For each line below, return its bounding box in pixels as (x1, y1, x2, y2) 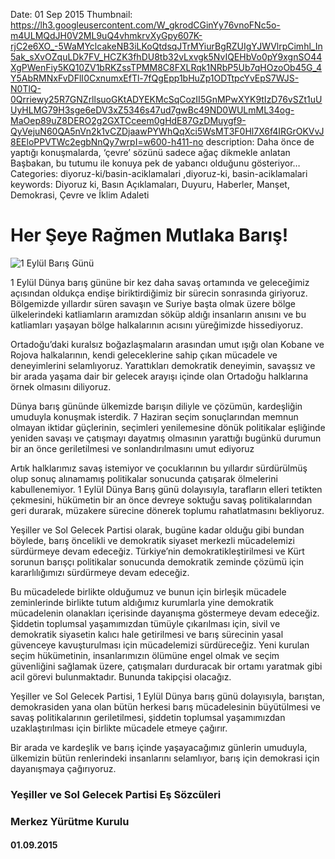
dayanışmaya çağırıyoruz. (10, 762, 117, 774)
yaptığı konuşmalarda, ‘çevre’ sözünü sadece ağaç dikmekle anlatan (10, 147, 291, 158)
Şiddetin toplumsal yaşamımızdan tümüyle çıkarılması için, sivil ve (10, 617, 281, 629)
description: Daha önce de (205, 136, 315, 148)
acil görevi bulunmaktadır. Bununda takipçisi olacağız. (10, 670, 232, 683)
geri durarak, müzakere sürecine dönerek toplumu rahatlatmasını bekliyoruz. (10, 504, 325, 516)
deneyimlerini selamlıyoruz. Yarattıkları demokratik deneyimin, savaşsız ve (10, 359, 316, 371)
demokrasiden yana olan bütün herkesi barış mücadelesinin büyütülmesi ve (10, 700, 321, 713)
